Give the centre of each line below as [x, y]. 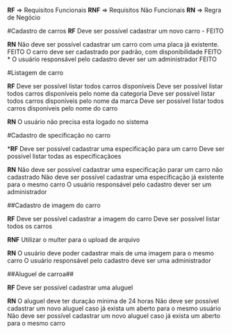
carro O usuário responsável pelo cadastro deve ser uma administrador [109, 261]
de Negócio [24, 17]
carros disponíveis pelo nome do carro [63, 108]
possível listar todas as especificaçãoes [64, 156]
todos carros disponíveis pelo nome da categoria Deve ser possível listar [111, 94]
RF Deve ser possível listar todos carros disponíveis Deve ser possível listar [115, 86]
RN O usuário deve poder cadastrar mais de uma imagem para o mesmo [110, 253]
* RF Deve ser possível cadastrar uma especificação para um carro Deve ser [116, 149]
